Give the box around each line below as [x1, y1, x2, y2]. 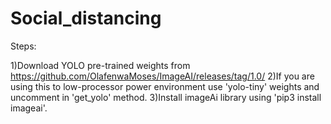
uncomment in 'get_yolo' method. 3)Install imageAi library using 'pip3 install [10, 91, 322, 103]
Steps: [10, 40, 37, 52]
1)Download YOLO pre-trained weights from [10, 59, 191, 71]
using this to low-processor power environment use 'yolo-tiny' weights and [10, 80, 320, 92]
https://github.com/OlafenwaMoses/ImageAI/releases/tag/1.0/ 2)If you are [10, 70, 315, 82]
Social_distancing [10, 7, 162, 30]
